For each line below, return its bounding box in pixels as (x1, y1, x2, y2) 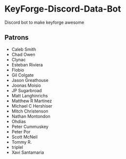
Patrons (4, 33, 29, 42)
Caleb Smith (11, 46, 36, 52)
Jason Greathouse (11, 77, 49, 83)
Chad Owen (11, 51, 36, 57)
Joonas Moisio (11, 82, 41, 88)
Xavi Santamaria (11, 149, 44, 155)
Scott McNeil (11, 134, 38, 140)
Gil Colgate (11, 72, 34, 78)
